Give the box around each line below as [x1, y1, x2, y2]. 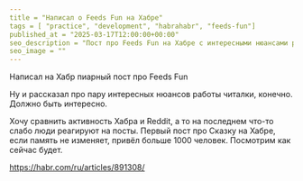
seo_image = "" [9, 47, 67, 56]
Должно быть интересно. [9, 98, 108, 109]
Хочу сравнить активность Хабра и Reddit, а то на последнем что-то [9, 116, 274, 127]
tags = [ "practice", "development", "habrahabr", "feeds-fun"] [9, 22, 256, 31]
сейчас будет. [9, 145, 63, 156]
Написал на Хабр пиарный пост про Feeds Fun [9, 71, 188, 82]
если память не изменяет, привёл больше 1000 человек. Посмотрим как [9, 135, 291, 146]
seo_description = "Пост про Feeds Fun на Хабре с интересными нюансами [9, 38, 289, 48]
